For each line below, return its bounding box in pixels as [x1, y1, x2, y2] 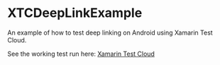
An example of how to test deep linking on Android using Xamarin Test [7, 28, 213, 37]
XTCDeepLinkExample [7, 5, 143, 21]
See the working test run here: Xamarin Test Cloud [7, 49, 155, 58]
